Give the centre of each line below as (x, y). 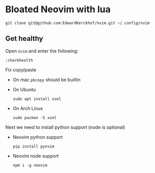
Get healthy (24, 39)
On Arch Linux (28, 108)
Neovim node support (36, 156)
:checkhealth (19, 60)
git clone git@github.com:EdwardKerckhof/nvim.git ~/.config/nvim (77, 23)
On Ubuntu (24, 89)
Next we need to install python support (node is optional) (65, 127)
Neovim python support (38, 137)
